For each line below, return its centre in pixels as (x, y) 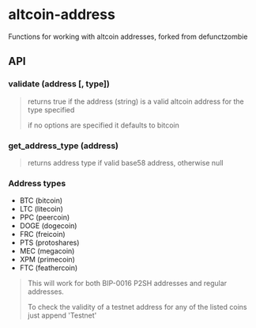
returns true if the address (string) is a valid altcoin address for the (136, 101)
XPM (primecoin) (47, 260)
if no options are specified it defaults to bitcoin (103, 125)
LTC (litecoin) (41, 209)
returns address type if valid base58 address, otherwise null (125, 162)
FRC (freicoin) (42, 235)
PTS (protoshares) (49, 242)
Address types (37, 183)
